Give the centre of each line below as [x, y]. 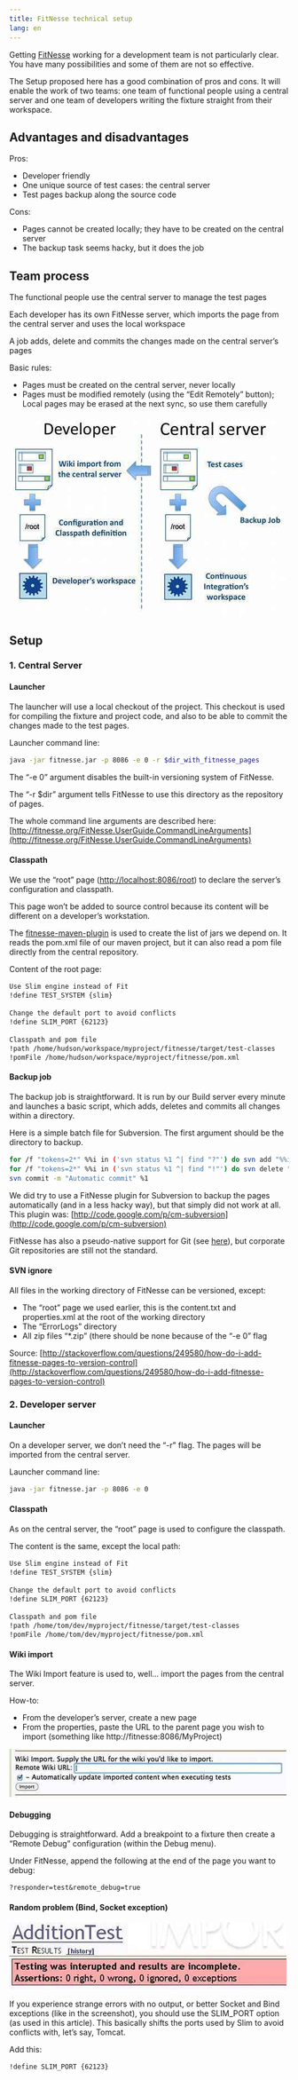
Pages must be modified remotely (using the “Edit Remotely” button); [148, 394]
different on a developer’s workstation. [80, 915]
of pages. [27, 803]
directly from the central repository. [74, 952]
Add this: [26, 2049]
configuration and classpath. [61, 889]
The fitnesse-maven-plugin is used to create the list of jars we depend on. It [148, 933]
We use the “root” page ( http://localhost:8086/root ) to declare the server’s [145, 880]
